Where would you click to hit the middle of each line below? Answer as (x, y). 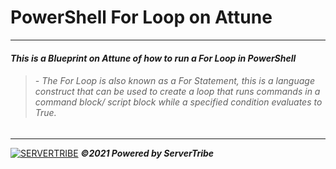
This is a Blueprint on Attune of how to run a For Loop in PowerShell (153, 58)
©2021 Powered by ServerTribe (147, 153)
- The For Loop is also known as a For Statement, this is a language (174, 81)
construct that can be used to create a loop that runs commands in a (177, 92)
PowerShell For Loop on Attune (141, 17)
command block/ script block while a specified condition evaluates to (178, 102)
